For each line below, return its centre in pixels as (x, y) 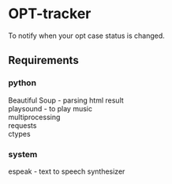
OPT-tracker (50, 14)
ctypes (19, 133)
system (23, 154)
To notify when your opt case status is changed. (87, 36)
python (22, 83)
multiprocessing (34, 117)
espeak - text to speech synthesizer (67, 171)
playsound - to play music (50, 108)
